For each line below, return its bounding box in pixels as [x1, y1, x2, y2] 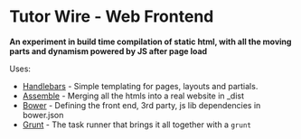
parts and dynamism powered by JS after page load [9, 45, 208, 56]
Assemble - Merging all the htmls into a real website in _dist [22, 90, 245, 101]
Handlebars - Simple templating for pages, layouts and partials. [22, 80, 259, 91]
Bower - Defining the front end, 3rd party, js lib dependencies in [22, 99, 261, 110]
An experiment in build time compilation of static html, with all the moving [9, 36, 292, 47]
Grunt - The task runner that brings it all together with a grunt [22, 119, 251, 130]
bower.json [22, 109, 64, 120]
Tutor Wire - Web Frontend [9, 6, 214, 27]
